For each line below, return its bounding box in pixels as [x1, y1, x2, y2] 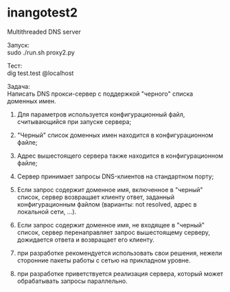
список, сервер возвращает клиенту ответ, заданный [16, 193, 175, 201]
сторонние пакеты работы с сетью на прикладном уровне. [16, 256, 191, 264]
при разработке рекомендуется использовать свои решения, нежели [16, 249, 222, 257]
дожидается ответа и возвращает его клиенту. [16, 236, 154, 244]
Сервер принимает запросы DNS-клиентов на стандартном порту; [16, 172, 214, 180]
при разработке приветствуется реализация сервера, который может [16, 269, 224, 278]
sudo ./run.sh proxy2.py [7, 48, 76, 56]
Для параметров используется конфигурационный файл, [16, 110, 185, 118]
